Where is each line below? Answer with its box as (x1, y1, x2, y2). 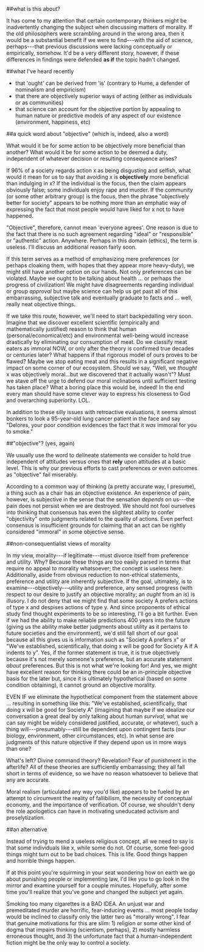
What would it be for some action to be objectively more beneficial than (6, 142, 186, 149)
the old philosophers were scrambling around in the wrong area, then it (6, 30, 185, 37)
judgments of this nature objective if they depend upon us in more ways (6, 739, 187, 746)
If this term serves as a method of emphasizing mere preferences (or (6, 256, 180, 262)
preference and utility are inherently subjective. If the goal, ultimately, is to (6, 578, 192, 585)
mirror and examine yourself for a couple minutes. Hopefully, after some (6, 882, 188, 889)
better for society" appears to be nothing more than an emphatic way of (6, 199, 187, 206)
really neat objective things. (6, 301, 76, 307)
